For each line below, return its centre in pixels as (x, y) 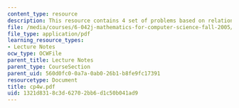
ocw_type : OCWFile (34, 54)
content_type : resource (43, 14)
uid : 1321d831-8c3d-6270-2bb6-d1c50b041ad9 (73, 93)
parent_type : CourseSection (49, 67)
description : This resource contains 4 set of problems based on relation (121, 21)
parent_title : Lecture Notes (51, 60)
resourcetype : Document (43, 80)
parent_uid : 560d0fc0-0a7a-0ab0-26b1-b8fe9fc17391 (84, 73)
